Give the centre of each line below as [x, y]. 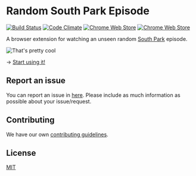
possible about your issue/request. [49, 101]
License [21, 153]
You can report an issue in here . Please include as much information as [93, 95]
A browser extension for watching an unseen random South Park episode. [97, 39]
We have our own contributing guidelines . [57, 134]
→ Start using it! [26, 62]
